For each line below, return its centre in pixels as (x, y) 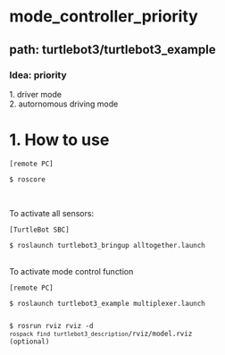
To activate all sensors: (52, 213)
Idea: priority (38, 75)
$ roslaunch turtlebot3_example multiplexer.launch (107, 303)
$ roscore (28, 179)
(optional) (29, 342)
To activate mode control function (71, 271)
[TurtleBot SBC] (39, 230)
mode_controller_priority (104, 17)
